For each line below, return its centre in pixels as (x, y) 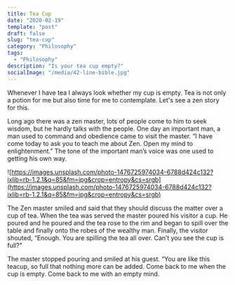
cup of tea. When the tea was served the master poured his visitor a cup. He (117, 216)
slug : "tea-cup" (31, 40)
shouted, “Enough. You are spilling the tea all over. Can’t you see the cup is (116, 238)
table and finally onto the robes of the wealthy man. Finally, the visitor (108, 230)
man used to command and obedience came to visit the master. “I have (110, 136)
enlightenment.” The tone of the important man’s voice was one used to (110, 151)
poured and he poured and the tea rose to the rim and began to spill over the (118, 223)
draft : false (26, 33)
